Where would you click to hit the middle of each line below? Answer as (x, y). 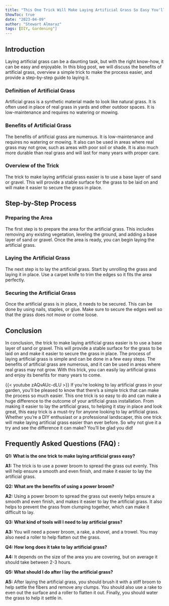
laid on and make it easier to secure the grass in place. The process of (78, 353)
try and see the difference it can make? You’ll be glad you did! (69, 427)
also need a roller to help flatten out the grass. (53, 537)
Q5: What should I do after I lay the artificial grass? (59, 572)
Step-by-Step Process (41, 204)
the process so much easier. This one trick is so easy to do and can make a (83, 396)
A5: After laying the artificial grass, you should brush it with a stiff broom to (83, 582)
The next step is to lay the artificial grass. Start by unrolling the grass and (81, 269)
